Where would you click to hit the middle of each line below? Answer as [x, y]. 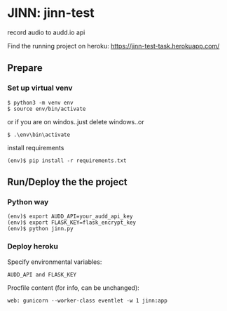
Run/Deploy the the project [67, 182]
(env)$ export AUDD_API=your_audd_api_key [70, 217]
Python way [28, 201]
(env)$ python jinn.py [40, 229]
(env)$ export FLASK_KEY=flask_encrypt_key [72, 223]
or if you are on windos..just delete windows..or [76, 121]
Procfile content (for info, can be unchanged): [74, 287]
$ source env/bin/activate [47, 109]
